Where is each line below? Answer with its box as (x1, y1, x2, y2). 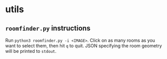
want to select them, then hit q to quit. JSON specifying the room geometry (5, 43, 162, 49)
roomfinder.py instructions (5, 24, 90, 33)
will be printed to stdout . (5, 48, 57, 54)
